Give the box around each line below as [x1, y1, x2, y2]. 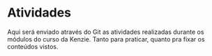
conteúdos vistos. [7, 42, 59, 50]
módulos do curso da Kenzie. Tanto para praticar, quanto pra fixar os [7, 35, 205, 43]
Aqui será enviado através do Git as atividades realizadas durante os [7, 28, 204, 36]
